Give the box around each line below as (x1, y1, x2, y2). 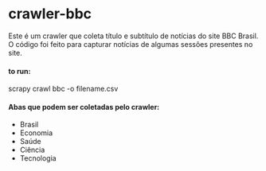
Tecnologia (19, 154, 57, 163)
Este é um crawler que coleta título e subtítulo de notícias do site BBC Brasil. (8, 31, 259, 41)
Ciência (19, 145, 45, 155)
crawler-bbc (8, 5, 92, 23)
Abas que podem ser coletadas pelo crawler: (8, 102, 160, 111)
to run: (8, 66, 31, 76)
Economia (19, 128, 53, 138)
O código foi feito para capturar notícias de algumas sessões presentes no (8, 39, 253, 49)
